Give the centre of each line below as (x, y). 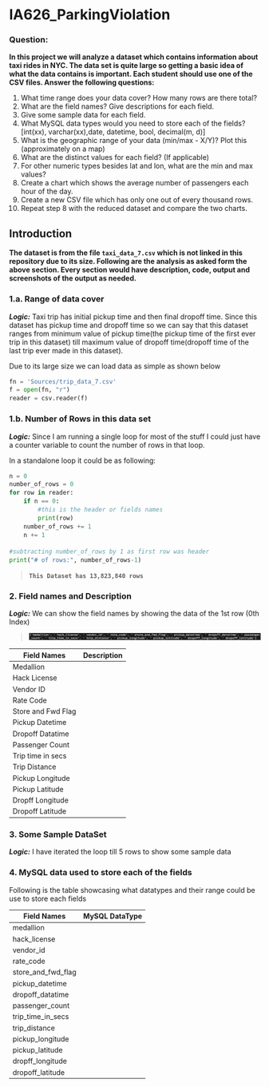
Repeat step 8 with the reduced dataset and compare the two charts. (134, 209)
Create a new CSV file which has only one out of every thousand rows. (137, 200)
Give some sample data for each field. (83, 115)
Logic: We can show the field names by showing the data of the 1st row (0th (134, 614)
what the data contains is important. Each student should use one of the (131, 74)
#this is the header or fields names (100, 510)
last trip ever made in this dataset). (66, 350)
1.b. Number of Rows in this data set (80, 419)
